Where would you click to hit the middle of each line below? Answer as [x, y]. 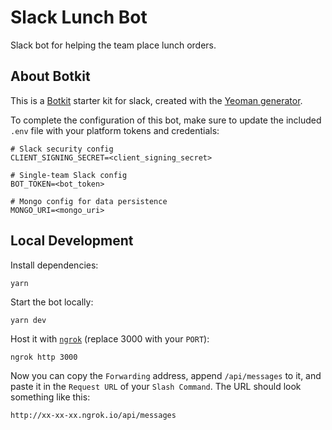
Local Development [72, 241]
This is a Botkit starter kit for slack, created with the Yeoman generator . [156, 100]
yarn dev [28, 320]
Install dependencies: [54, 265]
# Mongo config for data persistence [89, 201]
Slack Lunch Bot [79, 17]
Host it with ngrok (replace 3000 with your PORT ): [110, 338]
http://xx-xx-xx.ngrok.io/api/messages [93, 415]
